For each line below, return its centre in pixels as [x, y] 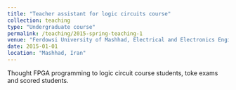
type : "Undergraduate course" [52, 27]
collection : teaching [39, 20]
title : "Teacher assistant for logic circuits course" [89, 14]
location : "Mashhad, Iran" [47, 53]
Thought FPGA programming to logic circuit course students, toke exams [113, 73]
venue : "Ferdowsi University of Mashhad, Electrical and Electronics [111, 40]
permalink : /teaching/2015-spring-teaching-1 [75, 33]
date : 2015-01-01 [33, 46]
